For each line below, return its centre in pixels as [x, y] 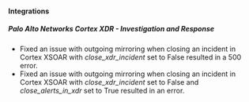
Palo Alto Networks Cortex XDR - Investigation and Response [111, 29]
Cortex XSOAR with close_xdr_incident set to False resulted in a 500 [130, 57]
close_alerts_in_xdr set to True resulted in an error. [102, 90]
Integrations [29, 11]
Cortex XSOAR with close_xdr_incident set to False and [109, 82]
